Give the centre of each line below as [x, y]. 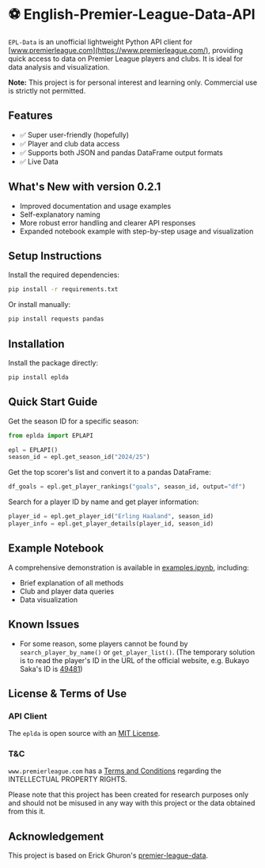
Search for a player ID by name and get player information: [104, 502]
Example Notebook [56, 549]
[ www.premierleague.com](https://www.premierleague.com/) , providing [126, 50]
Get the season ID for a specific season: [74, 421]
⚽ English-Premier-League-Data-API [132, 15]
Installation [36, 344]
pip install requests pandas [56, 319]
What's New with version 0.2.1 [85, 187]
